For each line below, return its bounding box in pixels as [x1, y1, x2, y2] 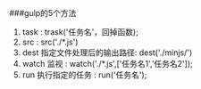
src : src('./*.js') [21, 36, 79, 47]
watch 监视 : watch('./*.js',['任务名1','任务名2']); [21, 59, 194, 69]
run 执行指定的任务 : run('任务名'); [21, 69, 147, 80]
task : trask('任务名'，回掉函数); [21, 27, 138, 37]
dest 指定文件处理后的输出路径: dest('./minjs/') [21, 47, 193, 58]
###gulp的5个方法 [9, 8, 77, 18]
